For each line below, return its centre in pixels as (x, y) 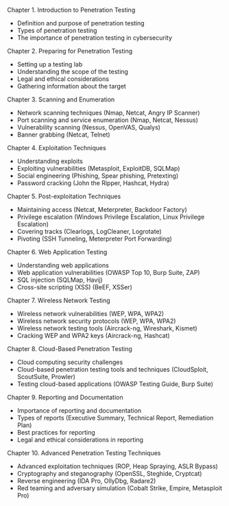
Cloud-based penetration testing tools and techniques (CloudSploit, (112, 369)
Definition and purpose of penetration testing (81, 23)
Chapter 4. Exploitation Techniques (57, 148)
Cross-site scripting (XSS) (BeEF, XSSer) (74, 287)
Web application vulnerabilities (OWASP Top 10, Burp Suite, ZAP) (108, 273)
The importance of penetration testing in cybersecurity (95, 38)
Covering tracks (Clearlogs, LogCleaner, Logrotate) (89, 231)
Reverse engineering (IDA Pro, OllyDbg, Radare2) (86, 481)
